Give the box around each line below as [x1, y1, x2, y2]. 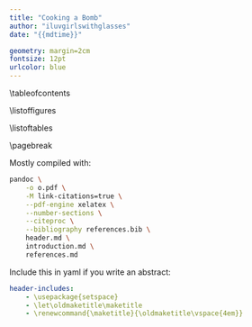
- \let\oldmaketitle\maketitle [25, 301, 143, 310]
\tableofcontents [9, 87, 70, 98]
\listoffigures [9, 105, 57, 115]
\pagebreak [9, 141, 52, 150]
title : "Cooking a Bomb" [9, 13, 103, 23]
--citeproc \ [25, 217, 75, 226]
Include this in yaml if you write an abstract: [9, 267, 171, 277]
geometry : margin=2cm [9, 46, 91, 55]
